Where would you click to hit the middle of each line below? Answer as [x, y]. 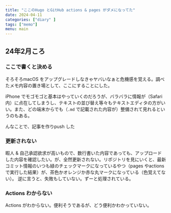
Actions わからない [29, 194]
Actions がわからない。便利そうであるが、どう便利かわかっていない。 [79, 205]
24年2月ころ [25, 51]
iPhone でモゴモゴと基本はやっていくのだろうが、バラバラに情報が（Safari [84, 96]
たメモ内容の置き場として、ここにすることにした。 [59, 86]
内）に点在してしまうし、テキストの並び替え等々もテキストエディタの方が [83, 102]
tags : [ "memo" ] [21, 24]
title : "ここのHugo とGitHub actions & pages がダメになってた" [70, 10]
